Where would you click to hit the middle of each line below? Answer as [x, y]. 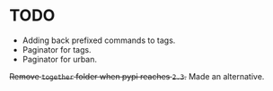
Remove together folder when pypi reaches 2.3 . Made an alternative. [137, 76]
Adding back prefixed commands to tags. [99, 40]
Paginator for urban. [59, 59]
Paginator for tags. [57, 49]
